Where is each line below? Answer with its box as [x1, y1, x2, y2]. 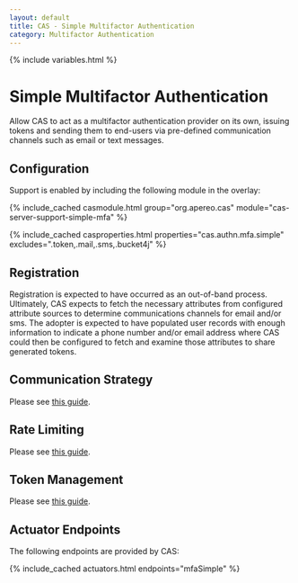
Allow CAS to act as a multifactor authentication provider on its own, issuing [9, 116, 290, 127]
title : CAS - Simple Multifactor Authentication [9, 22, 195, 31]
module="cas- [236, 202, 290, 213]
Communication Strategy [9, 372, 153, 388]
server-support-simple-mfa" [9, 212, 115, 223]
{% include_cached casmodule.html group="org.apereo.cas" [9, 202, 235, 213]
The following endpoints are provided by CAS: [9, 546, 180, 557]
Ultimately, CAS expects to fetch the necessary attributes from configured [9, 298, 284, 309]
